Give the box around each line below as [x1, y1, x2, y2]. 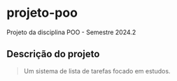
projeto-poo [6, 5, 78, 21]
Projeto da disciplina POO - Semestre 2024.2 [6, 28, 136, 36]
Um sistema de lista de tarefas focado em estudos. [23, 66, 171, 75]
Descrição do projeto [6, 48, 100, 60]
